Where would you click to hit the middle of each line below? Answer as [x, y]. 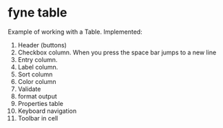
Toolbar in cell [38, 118]
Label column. [38, 67]
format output [37, 96]
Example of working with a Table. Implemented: [75, 32]
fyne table [38, 13]
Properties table [41, 103]
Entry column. [38, 59]
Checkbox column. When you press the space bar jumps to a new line [117, 52]
